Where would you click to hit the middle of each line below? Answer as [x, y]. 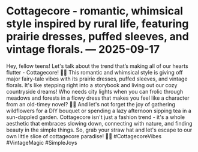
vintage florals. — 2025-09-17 [83, 50]
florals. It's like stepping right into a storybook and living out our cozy [92, 85]
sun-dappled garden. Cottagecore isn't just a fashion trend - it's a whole [96, 117]
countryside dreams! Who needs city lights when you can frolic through [95, 91]
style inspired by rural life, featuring [97, 24]
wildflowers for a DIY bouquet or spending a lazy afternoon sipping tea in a [99, 111]
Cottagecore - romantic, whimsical [95, 11]
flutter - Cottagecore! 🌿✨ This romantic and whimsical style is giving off [94, 72]
